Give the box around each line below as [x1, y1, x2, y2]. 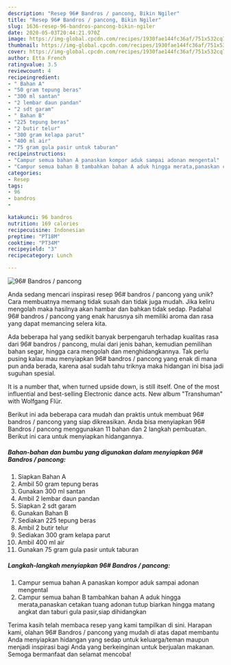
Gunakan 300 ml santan [17, 487, 86, 495]
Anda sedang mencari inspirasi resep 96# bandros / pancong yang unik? [8, 290, 214, 299]
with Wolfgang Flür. [8, 397, 62, 405]
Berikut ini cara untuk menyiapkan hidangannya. [8, 432, 144, 440]
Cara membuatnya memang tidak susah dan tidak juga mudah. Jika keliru [8, 298, 215, 305]
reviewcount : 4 [8, 67, 51, 74]
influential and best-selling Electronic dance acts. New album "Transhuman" [8, 390, 223, 398]
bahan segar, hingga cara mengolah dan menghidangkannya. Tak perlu [8, 347, 209, 355]
